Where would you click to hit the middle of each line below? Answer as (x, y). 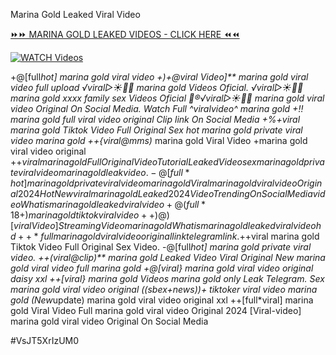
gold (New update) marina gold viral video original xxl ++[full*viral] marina (162, 300)
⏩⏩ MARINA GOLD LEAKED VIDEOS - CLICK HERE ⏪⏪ (125, 34)
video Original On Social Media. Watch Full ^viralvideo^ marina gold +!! (157, 108)
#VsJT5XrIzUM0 (45, 340)
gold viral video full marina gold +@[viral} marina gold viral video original (162, 268)
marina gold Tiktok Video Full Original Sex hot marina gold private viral (156, 130)
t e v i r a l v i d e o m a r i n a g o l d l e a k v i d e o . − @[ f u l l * (100, 172)
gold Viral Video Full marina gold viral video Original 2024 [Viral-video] (156, 310)
